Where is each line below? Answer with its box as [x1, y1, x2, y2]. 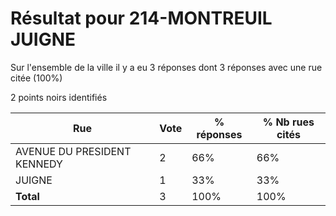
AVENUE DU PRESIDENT [15, 144, 132, 158]
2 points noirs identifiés [10, 91, 108, 103]
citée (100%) [10, 72, 63, 84]
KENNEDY [15, 157, 63, 171]
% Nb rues [262, 115, 315, 129]
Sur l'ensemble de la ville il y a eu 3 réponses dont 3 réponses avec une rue [10, 61, 323, 73]
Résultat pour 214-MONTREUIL [10, 7, 273, 30]
